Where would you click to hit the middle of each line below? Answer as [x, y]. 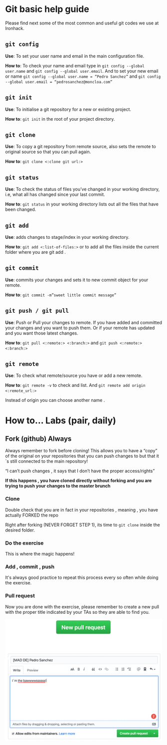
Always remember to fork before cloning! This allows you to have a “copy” [81, 451]
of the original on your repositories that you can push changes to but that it [82, 456]
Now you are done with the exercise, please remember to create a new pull [82, 606]
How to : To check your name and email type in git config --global [75, 65]
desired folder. [20, 530]
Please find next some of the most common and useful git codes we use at [82, 23]
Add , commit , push [30, 566]
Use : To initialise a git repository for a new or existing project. [68, 109]
